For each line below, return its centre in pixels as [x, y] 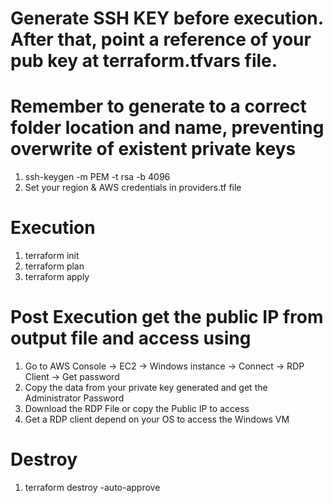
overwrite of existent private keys [153, 149]
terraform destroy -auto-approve [92, 487]
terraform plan [54, 266]
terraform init [52, 256]
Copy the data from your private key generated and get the [146, 387]
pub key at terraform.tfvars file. [144, 61]
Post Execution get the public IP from [167, 317]
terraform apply [57, 277]
